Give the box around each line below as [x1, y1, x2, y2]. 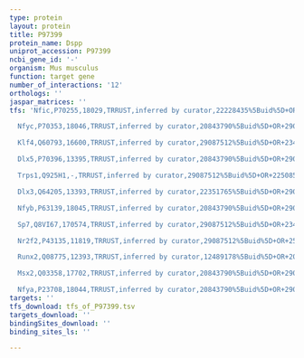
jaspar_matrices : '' [9, 97, 88, 107]
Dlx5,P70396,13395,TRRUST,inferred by [17, 155, 165, 164]
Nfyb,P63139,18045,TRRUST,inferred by [17, 203, 165, 212]
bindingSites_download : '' [9, 318, 111, 328]
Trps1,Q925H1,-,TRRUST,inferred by [17, 171, 152, 180]
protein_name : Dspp [9, 38, 83, 48]
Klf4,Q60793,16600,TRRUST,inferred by [17, 138, 165, 147]
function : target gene [9, 72, 95, 81]
